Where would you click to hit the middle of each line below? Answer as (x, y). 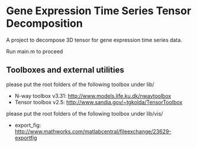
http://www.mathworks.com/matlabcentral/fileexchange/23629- (93, 131)
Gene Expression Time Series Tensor (99, 11)
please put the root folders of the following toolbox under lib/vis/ (85, 113)
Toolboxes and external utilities (65, 70)
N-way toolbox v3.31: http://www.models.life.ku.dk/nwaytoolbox (93, 95)
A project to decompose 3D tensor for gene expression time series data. (94, 40)
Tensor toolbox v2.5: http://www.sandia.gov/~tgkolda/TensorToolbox (98, 102)
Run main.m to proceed (35, 51)
